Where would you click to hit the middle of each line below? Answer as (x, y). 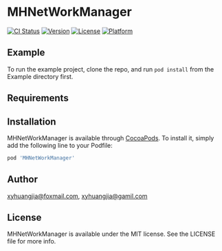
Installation (32, 121)
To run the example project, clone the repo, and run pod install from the (111, 69)
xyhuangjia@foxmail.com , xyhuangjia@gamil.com (77, 196)
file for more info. (32, 241)
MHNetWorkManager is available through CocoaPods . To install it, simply (111, 138)
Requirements (38, 98)
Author (22, 179)
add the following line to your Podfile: (60, 145)
